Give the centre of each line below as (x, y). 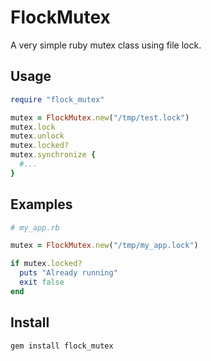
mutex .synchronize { (53, 155)
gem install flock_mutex (62, 346)
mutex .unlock (37, 136)
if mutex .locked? (46, 264)
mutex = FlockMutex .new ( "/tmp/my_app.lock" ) (104, 246)
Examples (41, 204)
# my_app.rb (35, 227)
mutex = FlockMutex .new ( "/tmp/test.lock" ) (100, 117)
